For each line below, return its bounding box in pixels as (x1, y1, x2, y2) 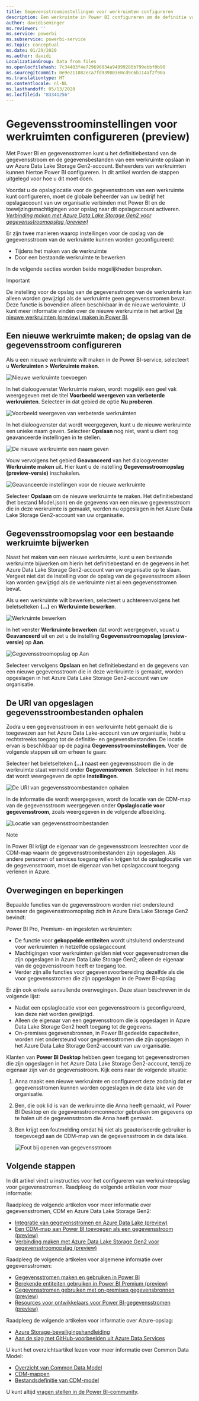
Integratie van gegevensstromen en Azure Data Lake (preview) (14, 1219, 168, 1226)
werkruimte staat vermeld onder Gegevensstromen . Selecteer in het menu (6, 766, 189, 773)
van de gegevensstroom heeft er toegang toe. (14, 962, 127, 969)
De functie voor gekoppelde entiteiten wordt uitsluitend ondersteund (14, 936, 185, 944)
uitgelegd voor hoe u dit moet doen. (6, 175, 94, 182)
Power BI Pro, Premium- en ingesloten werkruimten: (6, 925, 133, 932)
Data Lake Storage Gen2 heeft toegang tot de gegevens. (14, 1023, 153, 1030)
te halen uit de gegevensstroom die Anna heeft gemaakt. (14, 1114, 153, 1121)
